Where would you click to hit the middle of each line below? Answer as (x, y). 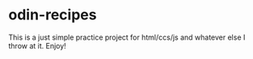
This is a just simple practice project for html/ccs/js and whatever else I (127, 37)
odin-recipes (53, 15)
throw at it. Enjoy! (37, 45)
